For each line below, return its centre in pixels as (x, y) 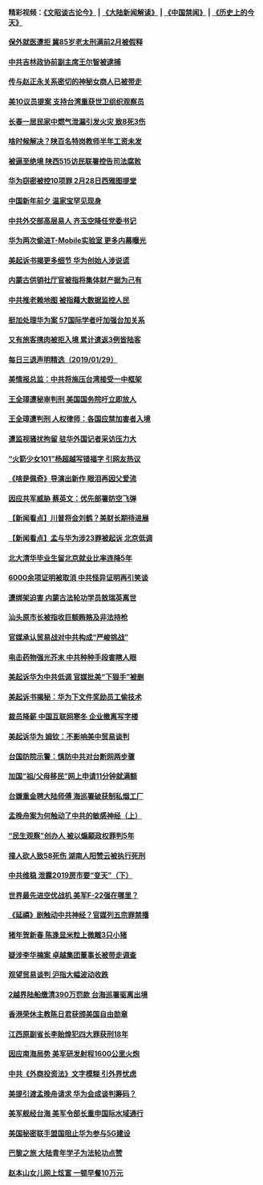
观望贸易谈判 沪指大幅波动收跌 (59, 975)
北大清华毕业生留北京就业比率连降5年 (70, 558)
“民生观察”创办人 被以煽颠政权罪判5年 (71, 835)
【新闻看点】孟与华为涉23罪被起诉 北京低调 (81, 538)
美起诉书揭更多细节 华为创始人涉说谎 (69, 260)
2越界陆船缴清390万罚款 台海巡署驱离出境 (78, 994)
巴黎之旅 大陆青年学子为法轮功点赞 (65, 1153)
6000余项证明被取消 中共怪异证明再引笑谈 (78, 578)
